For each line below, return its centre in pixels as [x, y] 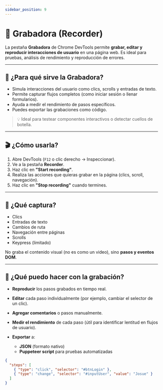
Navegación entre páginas [38, 232]
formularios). [25, 99]
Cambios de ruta [29, 227]
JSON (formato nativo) [42, 346]
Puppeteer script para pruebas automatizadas [66, 352]
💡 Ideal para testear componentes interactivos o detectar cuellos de [85, 119]
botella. [24, 125]
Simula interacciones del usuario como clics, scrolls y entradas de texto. [84, 89]
